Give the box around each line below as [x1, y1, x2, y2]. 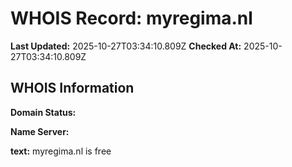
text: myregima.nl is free [10, 145, 112, 157]
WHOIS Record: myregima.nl [10, 7, 253, 30]
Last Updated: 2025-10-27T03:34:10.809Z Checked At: [10, 40, 242, 52]
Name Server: [10, 125, 70, 137]
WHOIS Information [10, 80, 135, 97]
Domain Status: [10, 106, 77, 118]
